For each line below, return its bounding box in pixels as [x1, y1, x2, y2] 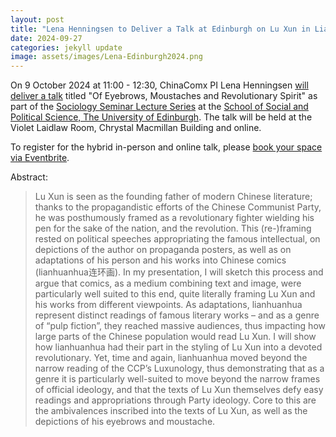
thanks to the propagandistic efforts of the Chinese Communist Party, [34, 201, 322, 213]
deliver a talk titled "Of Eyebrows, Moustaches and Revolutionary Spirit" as [10, 90, 318, 102]
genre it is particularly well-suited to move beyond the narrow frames [34, 373, 321, 385]
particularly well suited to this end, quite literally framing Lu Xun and [34, 288, 316, 300]
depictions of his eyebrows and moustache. [34, 416, 216, 428]
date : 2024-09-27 [10, 33, 83, 43]
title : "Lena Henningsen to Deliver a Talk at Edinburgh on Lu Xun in [10, 24, 311, 34]
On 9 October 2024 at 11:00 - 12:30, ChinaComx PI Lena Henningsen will [10, 79, 309, 91]
